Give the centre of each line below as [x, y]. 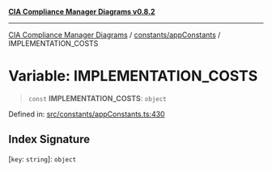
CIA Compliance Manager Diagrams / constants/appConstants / [115, 35]
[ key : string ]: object [42, 159]
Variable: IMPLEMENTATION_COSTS [133, 76]
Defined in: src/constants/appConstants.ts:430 [87, 114]
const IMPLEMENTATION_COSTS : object [98, 98]
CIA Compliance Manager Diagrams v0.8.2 [82, 12]
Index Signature [49, 139]
